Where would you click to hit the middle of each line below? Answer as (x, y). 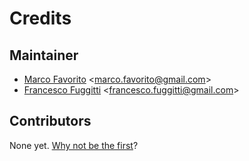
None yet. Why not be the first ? (74, 145)
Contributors (50, 121)
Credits (40, 18)
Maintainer (44, 55)
